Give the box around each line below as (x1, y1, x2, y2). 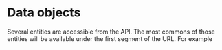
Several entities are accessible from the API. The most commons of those (7, 27, 215, 36)
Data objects (7, 5, 81, 21)
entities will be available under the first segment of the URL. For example (7, 34, 213, 42)
